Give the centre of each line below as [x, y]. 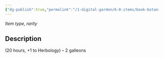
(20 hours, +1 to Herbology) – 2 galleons [46, 50]
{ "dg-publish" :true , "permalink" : [39, 10]
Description [23, 39]
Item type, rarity [21, 23]
